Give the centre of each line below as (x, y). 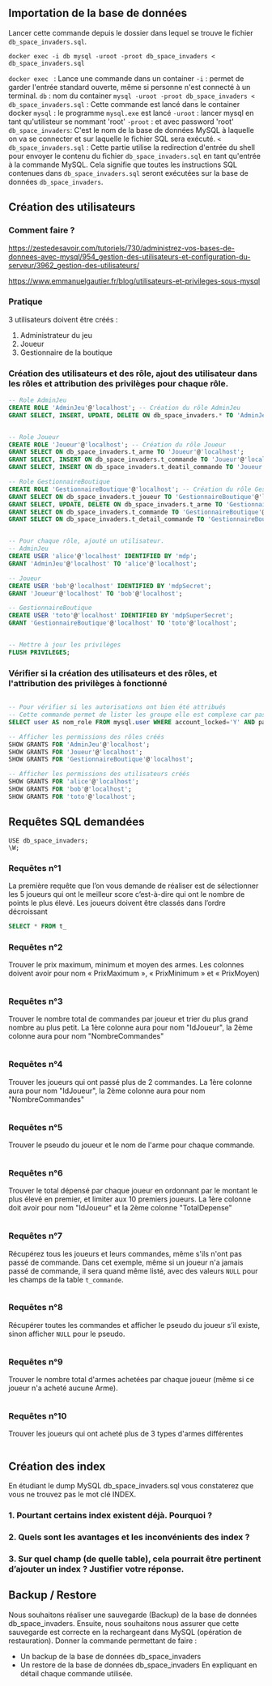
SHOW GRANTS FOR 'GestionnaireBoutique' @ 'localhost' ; (101, 760)
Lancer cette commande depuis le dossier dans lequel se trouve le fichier (131, 32)
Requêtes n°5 (36, 1127)
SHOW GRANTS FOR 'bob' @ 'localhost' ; (70, 789)
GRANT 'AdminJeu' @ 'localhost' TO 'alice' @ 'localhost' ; (103, 563)
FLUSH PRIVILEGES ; (39, 652)
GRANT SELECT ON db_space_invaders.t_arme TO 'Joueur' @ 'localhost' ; (126, 452)
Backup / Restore (53, 1595)
